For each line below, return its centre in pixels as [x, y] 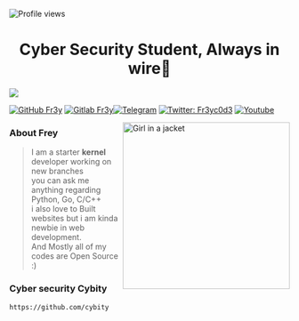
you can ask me [60, 181]
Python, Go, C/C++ [66, 199]
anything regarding [66, 190]
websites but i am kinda [74, 219]
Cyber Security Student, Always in [149, 50]
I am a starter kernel [69, 152]
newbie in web [58, 228]
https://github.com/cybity [59, 307]
